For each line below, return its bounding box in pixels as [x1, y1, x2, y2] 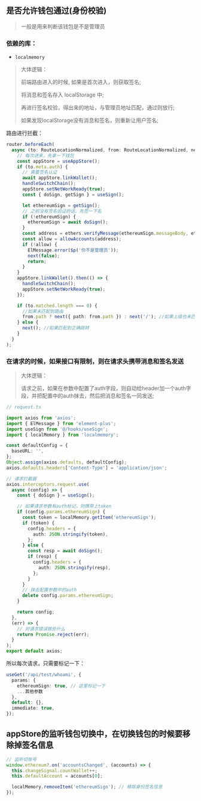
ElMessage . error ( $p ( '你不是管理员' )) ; [28, 247, 119, 253]
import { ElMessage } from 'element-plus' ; [6, 420, 117, 426]
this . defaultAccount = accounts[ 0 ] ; [11, 773, 103, 779]
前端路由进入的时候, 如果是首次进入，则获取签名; [20, 79, 141, 86]
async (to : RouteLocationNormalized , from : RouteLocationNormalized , [11, 147, 188, 153]
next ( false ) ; [28, 253, 60, 259]
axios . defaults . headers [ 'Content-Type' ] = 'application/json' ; [6, 465, 167, 471]
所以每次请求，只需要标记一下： [6, 660, 85, 667]
